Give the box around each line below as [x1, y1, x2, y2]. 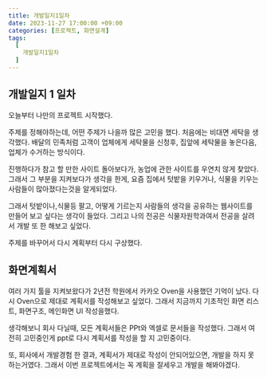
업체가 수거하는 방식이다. [8, 147, 85, 156]
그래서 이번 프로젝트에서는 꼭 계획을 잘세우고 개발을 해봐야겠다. [44, 359, 241, 369]
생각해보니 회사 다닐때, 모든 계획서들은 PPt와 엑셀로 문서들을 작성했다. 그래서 [8, 323, 247, 332]
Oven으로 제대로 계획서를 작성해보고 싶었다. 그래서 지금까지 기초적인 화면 [16, 296, 245, 305]
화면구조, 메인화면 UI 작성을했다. [18, 306, 120, 316]
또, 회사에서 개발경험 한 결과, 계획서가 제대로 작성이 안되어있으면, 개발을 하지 [8, 350, 246, 359]
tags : [8, 33, 26, 42]
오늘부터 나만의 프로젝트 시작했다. [8, 110, 113, 120]
